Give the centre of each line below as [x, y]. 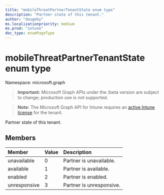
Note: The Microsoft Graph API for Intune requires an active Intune [86, 107]
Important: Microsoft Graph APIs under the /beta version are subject [88, 92]
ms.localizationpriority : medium [40, 24]
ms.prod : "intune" [24, 29]
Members [20, 138]
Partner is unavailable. [89, 160]
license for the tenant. [40, 112]
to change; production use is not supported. [63, 97]
